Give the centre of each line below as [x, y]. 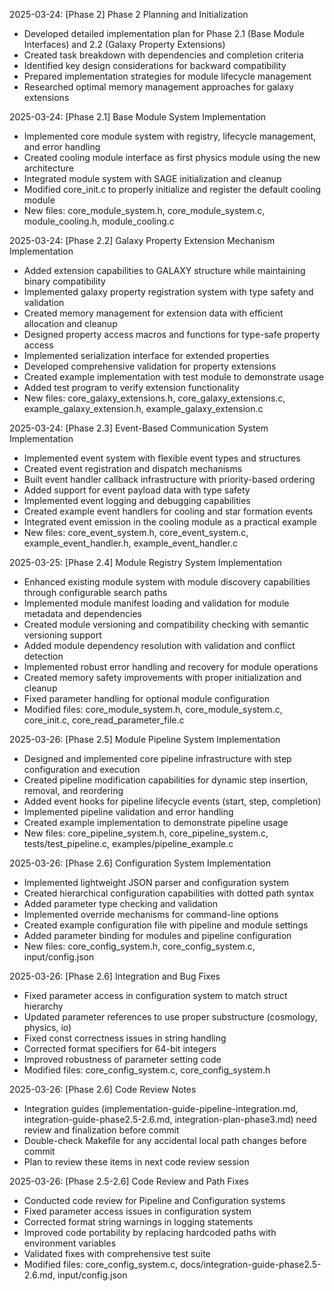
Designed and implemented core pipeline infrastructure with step [157, 758]
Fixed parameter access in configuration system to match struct [155, 995]
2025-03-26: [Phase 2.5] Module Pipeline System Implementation [145, 739]
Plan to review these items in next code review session [136, 1162]
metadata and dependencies [82, 613]
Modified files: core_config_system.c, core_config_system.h [147, 1070]
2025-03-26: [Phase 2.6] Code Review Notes [103, 1089]
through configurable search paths [95, 592]
